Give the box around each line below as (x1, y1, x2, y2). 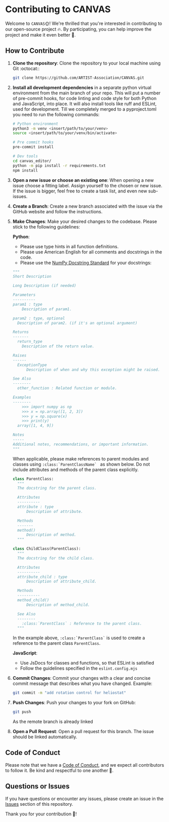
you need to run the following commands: (12, 111, 100, 117)
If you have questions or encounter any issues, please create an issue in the (5, 796, 164, 802)
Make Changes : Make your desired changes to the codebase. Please (12, 218, 157, 224)
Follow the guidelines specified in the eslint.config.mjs (20, 665, 138, 671)
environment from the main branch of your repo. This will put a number (12, 90, 161, 96)
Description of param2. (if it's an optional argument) (17, 320, 138, 325)
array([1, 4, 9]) (17, 423, 54, 429)
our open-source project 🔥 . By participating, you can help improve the (5, 26, 152, 32)
